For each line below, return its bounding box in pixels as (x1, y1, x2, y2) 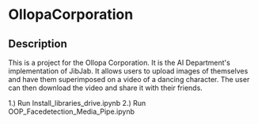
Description (8, 37, 67, 51)
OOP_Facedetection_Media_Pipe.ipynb (8, 107, 135, 116)
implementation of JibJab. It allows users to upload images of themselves (8, 66, 249, 76)
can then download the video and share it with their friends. (8, 83, 203, 92)
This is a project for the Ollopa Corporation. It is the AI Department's (8, 58, 231, 67)
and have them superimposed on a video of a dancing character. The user (8, 75, 250, 84)
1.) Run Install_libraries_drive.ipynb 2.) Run (8, 99, 146, 107)
